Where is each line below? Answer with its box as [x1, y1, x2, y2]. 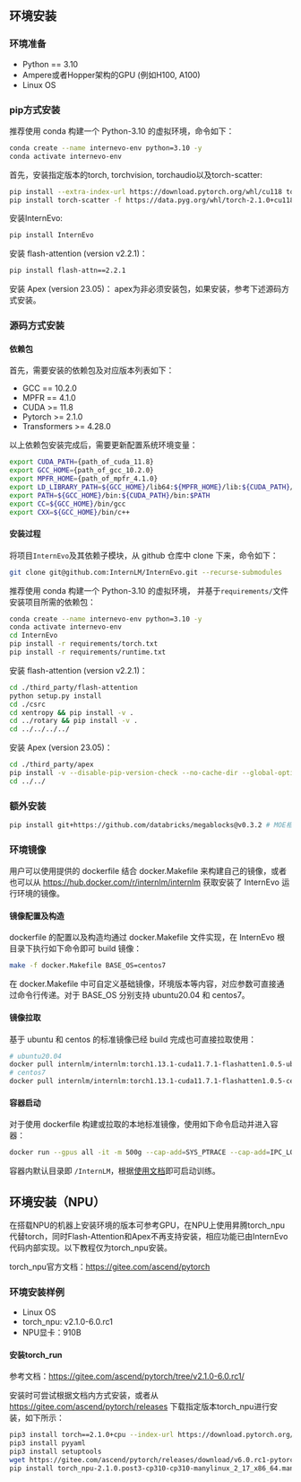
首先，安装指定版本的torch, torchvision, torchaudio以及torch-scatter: [9, 169, 262, 180]
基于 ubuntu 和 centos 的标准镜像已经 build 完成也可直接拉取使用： [9, 1034, 257, 1045]
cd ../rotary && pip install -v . [9, 717, 139, 726]
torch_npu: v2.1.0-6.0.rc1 [21, 1317, 114, 1328]
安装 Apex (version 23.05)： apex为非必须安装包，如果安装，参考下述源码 [9, 284, 282, 295]
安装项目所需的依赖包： [9, 596, 96, 607]
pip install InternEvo [9, 231, 94, 240]
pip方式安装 [9, 103, 61, 116]
